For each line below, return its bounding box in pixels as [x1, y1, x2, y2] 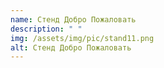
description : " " [10, 24, 83, 34]
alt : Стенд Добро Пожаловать [10, 42, 132, 53]
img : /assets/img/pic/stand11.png [10, 33, 155, 43]
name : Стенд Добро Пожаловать [10, 14, 137, 25]
